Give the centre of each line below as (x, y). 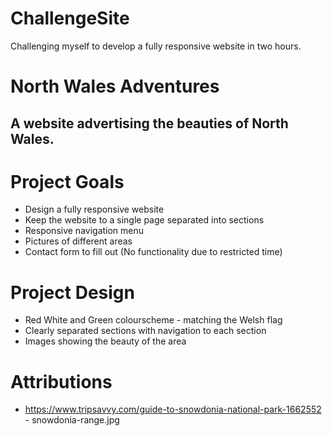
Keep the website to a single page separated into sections (144, 220)
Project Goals (67, 181)
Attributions (61, 381)
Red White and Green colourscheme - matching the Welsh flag (153, 320)
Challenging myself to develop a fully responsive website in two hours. (156, 46)
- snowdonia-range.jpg (72, 420)
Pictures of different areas (78, 241)
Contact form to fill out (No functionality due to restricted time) (153, 252)
